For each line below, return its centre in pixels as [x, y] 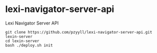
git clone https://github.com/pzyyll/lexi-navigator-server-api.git [79, 32]
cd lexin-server [22, 41]
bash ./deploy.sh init [29, 45]
